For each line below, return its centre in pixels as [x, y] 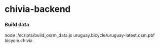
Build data [17, 25]
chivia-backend [38, 9]
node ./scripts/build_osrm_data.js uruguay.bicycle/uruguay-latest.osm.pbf [80, 35]
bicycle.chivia [19, 41]
